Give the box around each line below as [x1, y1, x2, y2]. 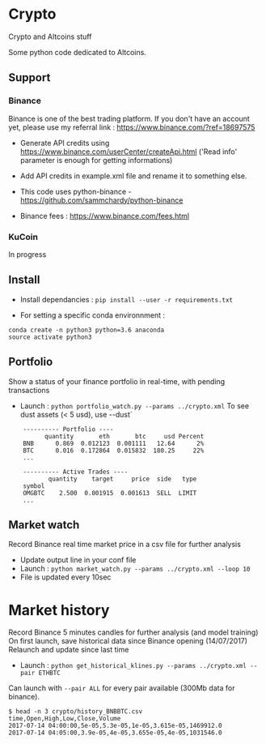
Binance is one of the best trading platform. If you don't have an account [8, 113, 251, 123]
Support [8, 71, 51, 85]
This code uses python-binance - [19, 186, 132, 196]
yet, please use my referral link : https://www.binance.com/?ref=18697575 [8, 122, 255, 132]
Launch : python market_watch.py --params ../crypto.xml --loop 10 [19, 564, 251, 574]
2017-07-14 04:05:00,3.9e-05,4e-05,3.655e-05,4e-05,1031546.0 [8, 729, 222, 738]
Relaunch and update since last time [8, 645, 129, 655]
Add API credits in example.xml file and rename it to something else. [19, 171, 247, 181]
